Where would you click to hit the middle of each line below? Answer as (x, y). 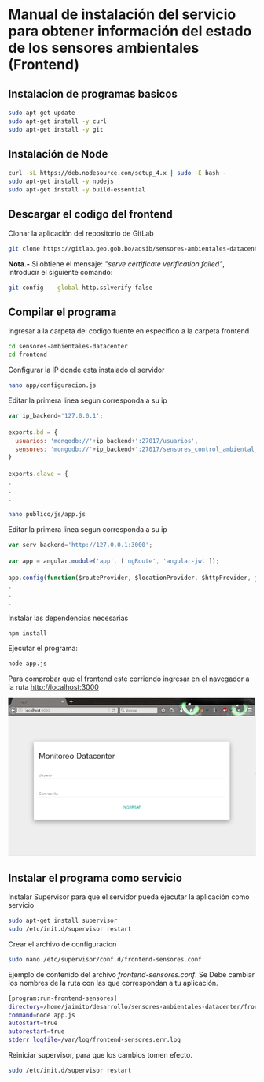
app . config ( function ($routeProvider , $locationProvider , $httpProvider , (130, 578)
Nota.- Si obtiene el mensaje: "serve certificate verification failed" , (117, 264)
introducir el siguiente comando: (60, 272)
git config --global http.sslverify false (81, 288)
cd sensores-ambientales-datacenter (68, 347)
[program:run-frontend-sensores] (63, 998)
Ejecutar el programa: (43, 649)
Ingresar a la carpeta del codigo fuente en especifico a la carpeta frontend (129, 331)
